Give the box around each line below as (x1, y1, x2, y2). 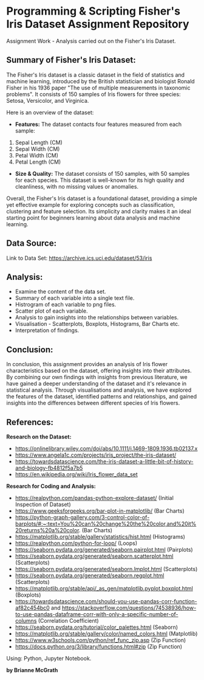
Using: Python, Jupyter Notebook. (6, 655, 92, 662)
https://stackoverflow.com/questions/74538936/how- (61, 604, 197, 611)
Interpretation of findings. (15, 327, 80, 334)
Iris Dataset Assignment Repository (6, 17, 189, 31)
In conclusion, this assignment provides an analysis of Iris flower (6, 361, 168, 368)
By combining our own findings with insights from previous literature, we (6, 373, 188, 381)
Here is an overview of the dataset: (6, 108, 94, 116)
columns (15, 617, 37, 624)
